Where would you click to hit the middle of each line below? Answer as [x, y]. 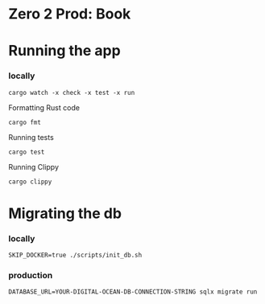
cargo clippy [30, 182]
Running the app [64, 51]
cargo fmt [25, 122]
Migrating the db [65, 213]
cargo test [27, 152]
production [31, 276]
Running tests [31, 137]
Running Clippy [33, 166]
